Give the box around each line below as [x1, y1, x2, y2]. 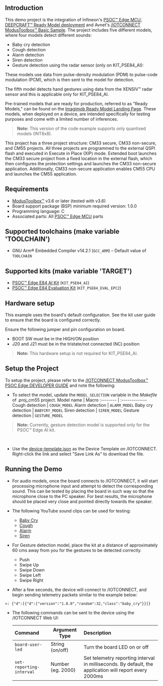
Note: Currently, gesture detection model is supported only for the [16, 422, 150, 428]
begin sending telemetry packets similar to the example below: [12, 591, 137, 598]
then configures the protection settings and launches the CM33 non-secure [5, 160, 156, 166]
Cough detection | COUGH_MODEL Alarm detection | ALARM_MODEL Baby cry [12, 402, 153, 408]
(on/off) [50, 647, 69, 654]
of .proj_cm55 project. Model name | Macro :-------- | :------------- [12, 397, 147, 403]
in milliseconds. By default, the [83, 660, 154, 667]
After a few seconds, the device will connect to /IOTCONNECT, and [12, 587, 147, 592]
